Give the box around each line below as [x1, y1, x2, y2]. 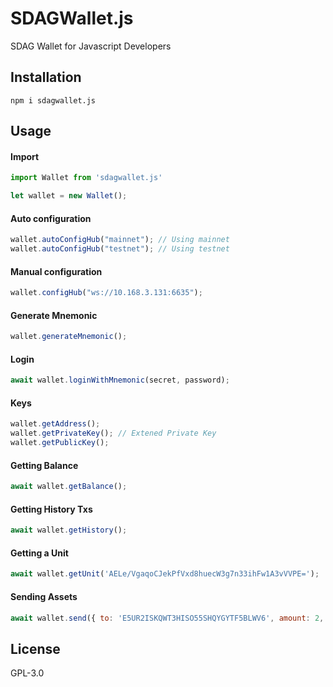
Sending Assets [10, 590, 78, 602]
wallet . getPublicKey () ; [10, 438, 110, 448]
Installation [10, 69, 82, 86]
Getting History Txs [10, 503, 93, 515]
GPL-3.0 [10, 667, 45, 679]
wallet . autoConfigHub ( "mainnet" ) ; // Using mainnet [10, 235, 230, 245]
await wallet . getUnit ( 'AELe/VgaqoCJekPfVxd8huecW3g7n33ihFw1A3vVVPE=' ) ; [10, 569, 320, 579]
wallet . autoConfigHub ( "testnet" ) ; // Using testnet [10, 244, 230, 254]
